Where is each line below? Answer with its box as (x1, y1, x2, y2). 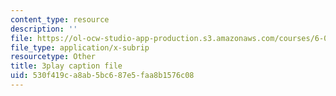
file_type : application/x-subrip (10, 42, 150, 53)
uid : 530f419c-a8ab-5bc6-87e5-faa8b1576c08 (10, 71, 195, 81)
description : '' (10, 24, 78, 34)
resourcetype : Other (10, 52, 97, 62)
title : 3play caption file (10, 61, 123, 71)
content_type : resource (10, 14, 110, 25)
